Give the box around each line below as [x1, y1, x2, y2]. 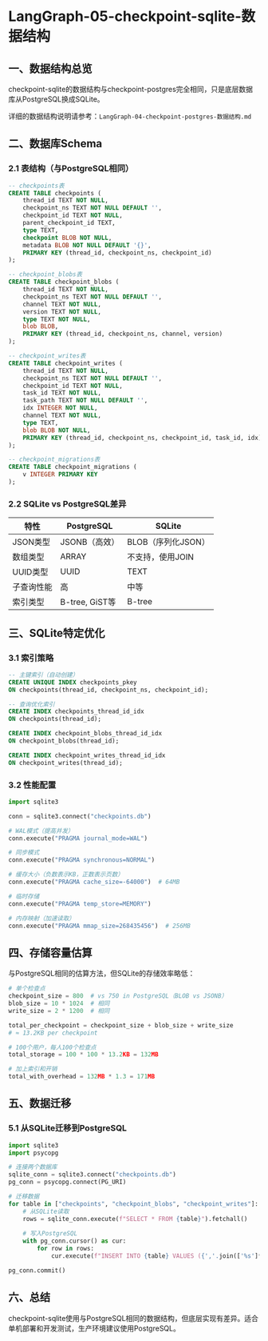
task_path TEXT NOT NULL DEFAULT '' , [22, 397, 148, 405]
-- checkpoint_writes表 [8, 352, 86, 360]
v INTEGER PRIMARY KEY [22, 470, 98, 478]
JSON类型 [12, 537, 50, 548]
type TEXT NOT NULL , [22, 315, 91, 323]
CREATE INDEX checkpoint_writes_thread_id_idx [8, 751, 166, 759]
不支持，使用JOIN [127, 551, 194, 562]
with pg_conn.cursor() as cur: [22, 1237, 127, 1245]
